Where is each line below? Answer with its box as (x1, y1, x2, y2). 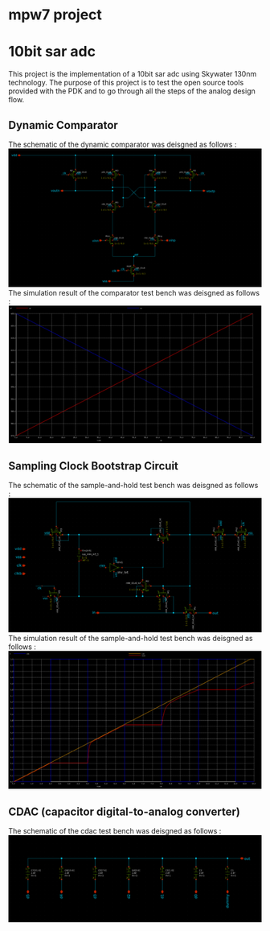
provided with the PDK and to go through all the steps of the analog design (8, 86, 256, 96)
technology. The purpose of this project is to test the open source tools (8, 78, 244, 88)
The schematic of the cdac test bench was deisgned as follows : (8, 826, 222, 836)
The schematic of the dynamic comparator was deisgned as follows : (8, 139, 237, 149)
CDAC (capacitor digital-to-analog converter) (8, 805, 241, 818)
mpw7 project (8, 6, 103, 24)
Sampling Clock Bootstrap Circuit (8, 459, 179, 473)
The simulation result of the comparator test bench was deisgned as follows (8, 288, 260, 297)
